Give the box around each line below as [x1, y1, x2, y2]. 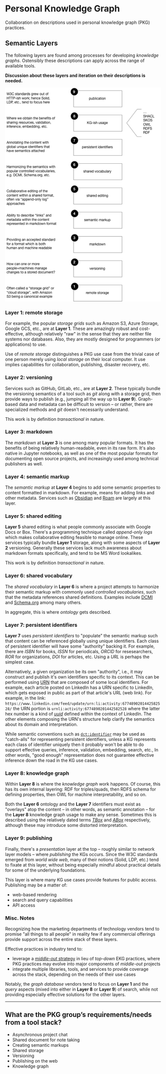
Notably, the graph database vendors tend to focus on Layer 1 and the [5, 981, 149, 987]
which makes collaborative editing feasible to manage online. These [5, 535, 143, 540]
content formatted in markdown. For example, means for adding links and [5, 490, 155, 496]
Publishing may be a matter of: [5, 882, 68, 888]
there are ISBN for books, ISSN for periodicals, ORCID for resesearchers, [5, 649, 153, 655]
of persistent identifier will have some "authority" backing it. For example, [5, 643, 155, 649]
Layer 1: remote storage [5, 309, 63, 316]
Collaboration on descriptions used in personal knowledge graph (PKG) [5, 19, 150, 25]
